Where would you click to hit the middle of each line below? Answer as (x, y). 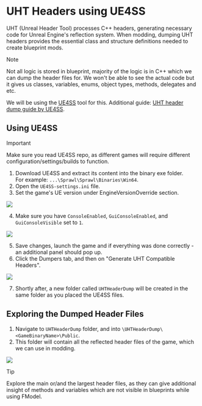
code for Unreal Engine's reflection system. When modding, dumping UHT (100, 34)
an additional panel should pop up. (59, 252)
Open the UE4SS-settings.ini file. (58, 186)
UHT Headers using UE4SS (76, 11)
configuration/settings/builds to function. (58, 161)
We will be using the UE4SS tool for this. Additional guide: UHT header (95, 103)
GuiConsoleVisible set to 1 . (49, 222)
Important (19, 143)
